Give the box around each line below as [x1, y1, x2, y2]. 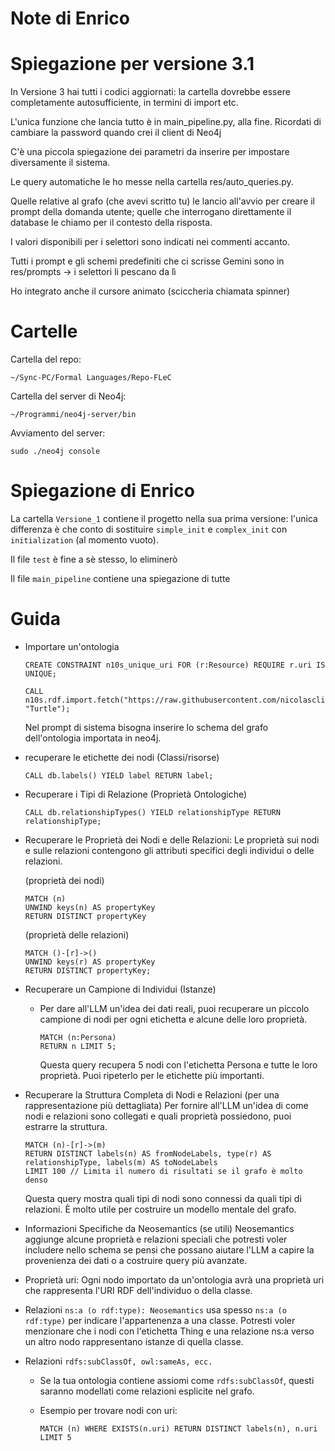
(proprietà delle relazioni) [24, 928, 130, 941]
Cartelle [10, 320, 78, 343]
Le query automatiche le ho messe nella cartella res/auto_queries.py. [10, 176, 294, 188]
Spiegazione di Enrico [10, 480, 195, 502]
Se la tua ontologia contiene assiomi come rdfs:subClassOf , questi [39, 1374, 315, 1386]
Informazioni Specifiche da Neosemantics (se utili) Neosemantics [24, 1222, 295, 1234]
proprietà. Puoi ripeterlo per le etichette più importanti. [39, 1069, 265, 1081]
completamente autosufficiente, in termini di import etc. [10, 97, 239, 109]
